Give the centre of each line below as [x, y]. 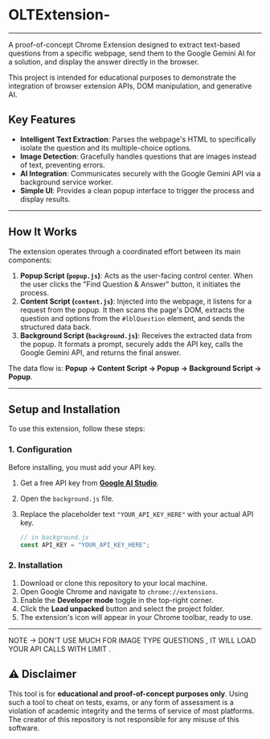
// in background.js [54, 537]
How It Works [43, 232]
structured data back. [56, 327]
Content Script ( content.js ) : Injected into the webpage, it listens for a [136, 301]
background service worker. [67, 182]
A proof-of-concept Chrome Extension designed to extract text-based [125, 44]
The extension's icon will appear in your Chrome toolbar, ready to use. [136, 617]
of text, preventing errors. [63, 165]
